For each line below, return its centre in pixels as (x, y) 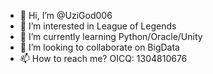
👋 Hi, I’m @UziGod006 (66, 15)
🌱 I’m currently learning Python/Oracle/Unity (111, 36)
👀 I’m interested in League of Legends (98, 26)
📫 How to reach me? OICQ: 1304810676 (103, 58)
